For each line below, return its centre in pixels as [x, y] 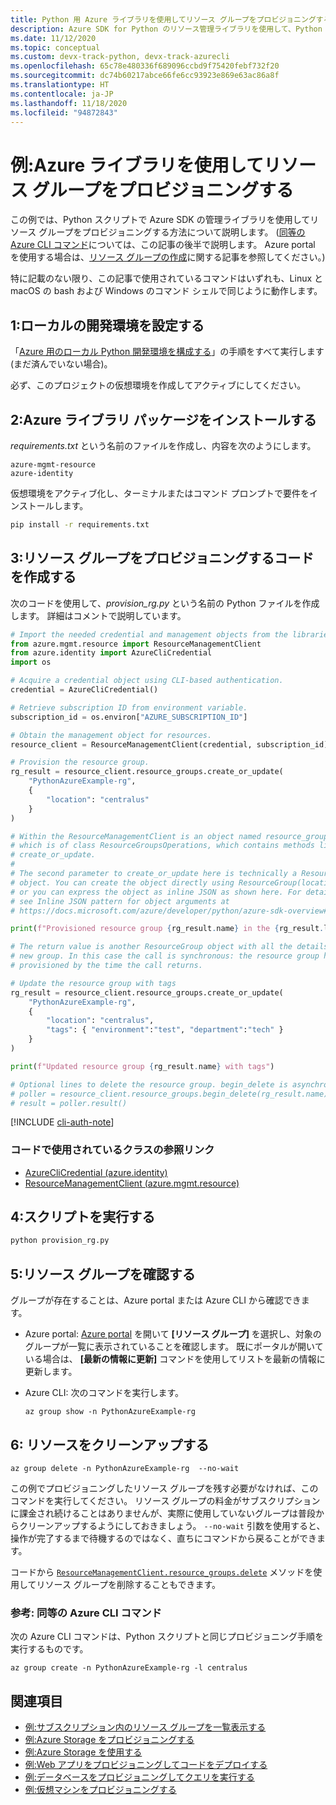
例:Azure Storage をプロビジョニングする [109, 1740]
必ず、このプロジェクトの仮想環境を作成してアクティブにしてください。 [158, 385]
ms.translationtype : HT [60, 85]
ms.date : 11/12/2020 [53, 38]
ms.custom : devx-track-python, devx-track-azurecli [120, 57]
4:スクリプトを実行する [83, 1217]
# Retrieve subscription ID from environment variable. [129, 707]
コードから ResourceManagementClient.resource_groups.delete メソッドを [162, 1572]
